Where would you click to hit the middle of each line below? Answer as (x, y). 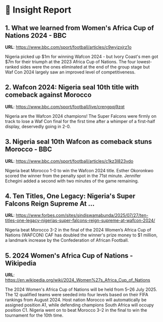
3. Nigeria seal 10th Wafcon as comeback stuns (79, 142)
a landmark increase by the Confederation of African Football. (67, 240)
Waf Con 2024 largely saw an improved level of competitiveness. (70, 72)
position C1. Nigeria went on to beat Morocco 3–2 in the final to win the (76, 310)
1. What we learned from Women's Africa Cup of (80, 28)
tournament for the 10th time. (34, 315)
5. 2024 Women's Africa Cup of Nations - (69, 256)
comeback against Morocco (48, 95)
